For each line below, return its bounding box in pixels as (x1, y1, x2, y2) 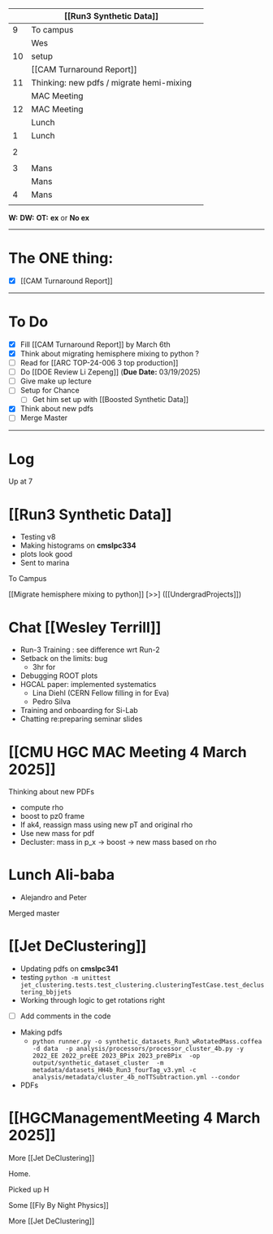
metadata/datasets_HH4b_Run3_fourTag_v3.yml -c (32, 1066, 197, 1074)
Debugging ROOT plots (19, 671, 98, 680)
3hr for (32, 663, 56, 672)
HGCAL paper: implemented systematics (19, 680, 157, 689)
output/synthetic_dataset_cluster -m (32, 1059, 164, 1067)
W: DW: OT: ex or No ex (8, 213, 89, 222)
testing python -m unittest (19, 973, 111, 982)
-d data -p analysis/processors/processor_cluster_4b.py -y (32, 1045, 244, 1053)
